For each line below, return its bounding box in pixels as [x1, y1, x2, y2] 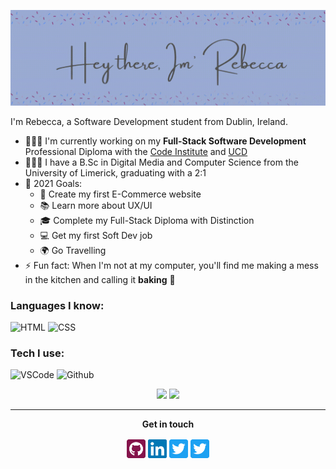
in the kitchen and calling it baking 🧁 [24, 273, 176, 285]
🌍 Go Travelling [39, 244, 107, 256]
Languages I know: [10, 298, 105, 312]
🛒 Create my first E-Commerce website [39, 188, 202, 200]
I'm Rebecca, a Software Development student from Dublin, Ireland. [10, 115, 288, 127]
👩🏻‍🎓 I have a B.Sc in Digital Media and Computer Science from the [24, 156, 299, 168]
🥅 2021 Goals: [24, 177, 83, 189]
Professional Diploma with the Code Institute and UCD [24, 145, 248, 157]
